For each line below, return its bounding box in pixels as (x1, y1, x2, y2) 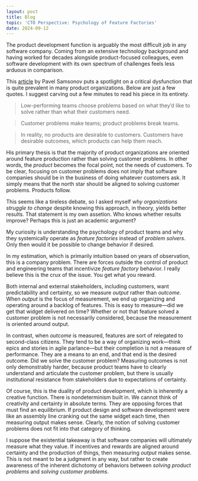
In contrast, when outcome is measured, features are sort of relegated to (6, 332, 183, 339)
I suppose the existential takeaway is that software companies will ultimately (6, 437, 192, 444)
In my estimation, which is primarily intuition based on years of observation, (6, 253, 190, 260)
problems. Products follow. (6, 187, 72, 194)
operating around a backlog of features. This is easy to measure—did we (6, 302, 184, 309)
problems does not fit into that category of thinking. (6, 425, 132, 432)
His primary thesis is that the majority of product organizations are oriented (6, 149, 190, 156)
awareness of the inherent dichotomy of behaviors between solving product (6, 462, 191, 469)
